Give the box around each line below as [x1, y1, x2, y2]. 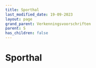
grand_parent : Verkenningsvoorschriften [5, 21, 91, 26]
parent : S [5, 26, 26, 31]
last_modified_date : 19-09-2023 [5, 12, 73, 17]
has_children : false [5, 30, 49, 35]
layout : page [5, 16, 33, 21]
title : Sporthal [5, 7, 39, 12]
